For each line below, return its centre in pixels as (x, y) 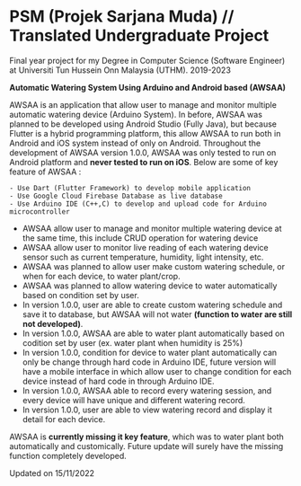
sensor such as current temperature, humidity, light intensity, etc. (143, 257)
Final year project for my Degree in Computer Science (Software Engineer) (147, 60)
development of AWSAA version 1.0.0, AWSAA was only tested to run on (143, 152)
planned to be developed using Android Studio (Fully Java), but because (143, 124)
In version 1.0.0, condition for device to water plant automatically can (150, 352)
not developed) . (53, 323)
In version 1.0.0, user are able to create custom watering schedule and (152, 305)
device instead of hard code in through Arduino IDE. (118, 381)
